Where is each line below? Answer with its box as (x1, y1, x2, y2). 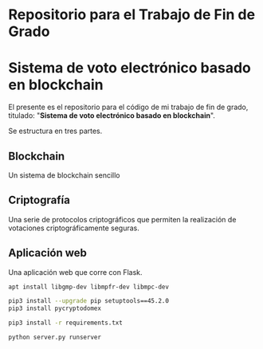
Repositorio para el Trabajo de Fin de (8, 6, 256, 24)
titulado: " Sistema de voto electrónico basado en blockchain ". (8, 111, 215, 120)
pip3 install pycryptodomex (8, 304, 102, 312)
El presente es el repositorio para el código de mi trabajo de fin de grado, (8, 102, 249, 112)
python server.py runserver (8, 333, 102, 342)
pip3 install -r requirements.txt (8, 319, 124, 327)
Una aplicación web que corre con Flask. (8, 267, 143, 276)
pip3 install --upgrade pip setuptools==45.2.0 (8, 297, 170, 305)
